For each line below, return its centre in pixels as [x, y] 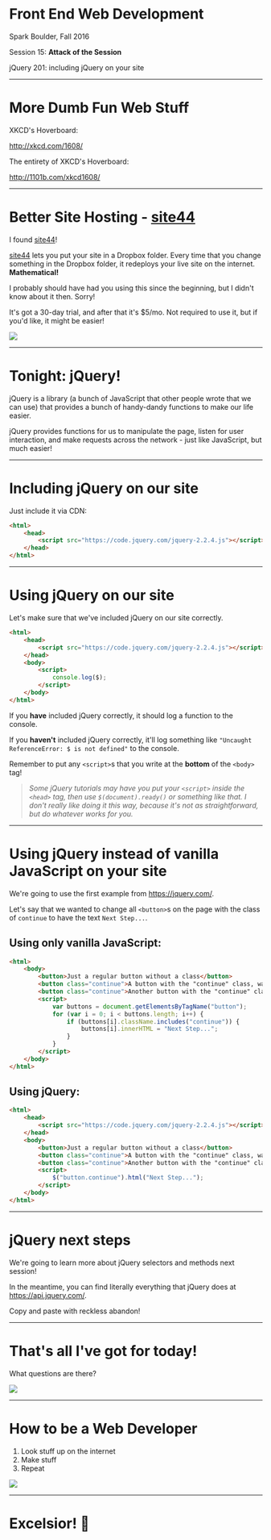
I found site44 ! [33, 240]
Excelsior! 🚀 [49, 1523]
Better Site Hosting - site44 [102, 217]
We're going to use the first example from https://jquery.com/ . [112, 893]
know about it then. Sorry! [52, 296]
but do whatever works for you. [81, 814]
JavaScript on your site [88, 871]
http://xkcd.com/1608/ [46, 145]
